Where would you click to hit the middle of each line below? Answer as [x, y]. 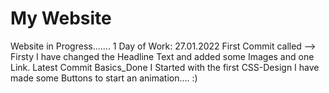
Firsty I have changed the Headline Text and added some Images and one [162, 56]
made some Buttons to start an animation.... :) [104, 78]
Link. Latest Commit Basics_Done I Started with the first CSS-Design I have [165, 67]
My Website [61, 18]
